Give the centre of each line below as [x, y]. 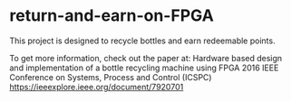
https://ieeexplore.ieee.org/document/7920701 [97, 87]
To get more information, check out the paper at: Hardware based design [146, 58]
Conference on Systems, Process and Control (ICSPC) [111, 77]
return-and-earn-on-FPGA [112, 16]
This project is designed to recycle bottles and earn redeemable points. [142, 41]
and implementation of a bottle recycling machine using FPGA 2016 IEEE [144, 68]
